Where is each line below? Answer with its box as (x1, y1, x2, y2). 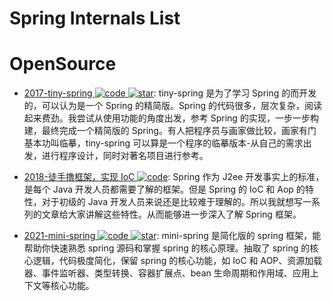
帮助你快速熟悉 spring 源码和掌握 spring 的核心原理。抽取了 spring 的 (23, 242, 311, 254)
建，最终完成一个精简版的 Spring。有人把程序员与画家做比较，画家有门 (23, 125, 317, 137)
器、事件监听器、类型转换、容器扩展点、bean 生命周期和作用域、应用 (23, 267, 311, 279)
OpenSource (9, 53, 117, 76)
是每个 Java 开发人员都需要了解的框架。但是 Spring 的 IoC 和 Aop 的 (23, 183, 306, 196)
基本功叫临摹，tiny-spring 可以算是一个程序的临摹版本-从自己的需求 (23, 137, 304, 149)
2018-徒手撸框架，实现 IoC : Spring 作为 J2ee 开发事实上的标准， (23, 171, 325, 183)
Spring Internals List (9, 7, 181, 30)
